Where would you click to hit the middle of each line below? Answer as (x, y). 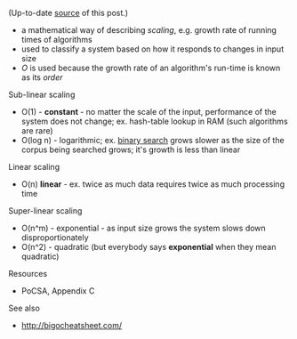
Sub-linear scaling (42, 94)
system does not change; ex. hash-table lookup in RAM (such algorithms (154, 121)
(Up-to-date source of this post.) (68, 13)
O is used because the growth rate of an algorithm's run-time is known (151, 68)
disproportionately (55, 238)
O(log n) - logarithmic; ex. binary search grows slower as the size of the (153, 140)
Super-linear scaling (45, 211)
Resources (28, 274)
